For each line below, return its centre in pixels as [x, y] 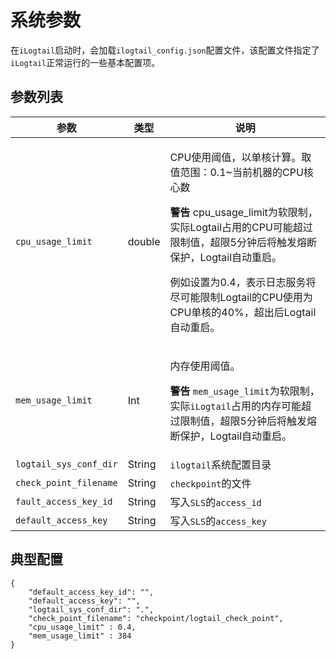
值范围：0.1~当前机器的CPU [236, 172]
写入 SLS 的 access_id [215, 502]
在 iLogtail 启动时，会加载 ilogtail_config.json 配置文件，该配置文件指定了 [165, 50]
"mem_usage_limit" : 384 [80, 636]
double [144, 241]
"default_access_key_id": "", [91, 592]
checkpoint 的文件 [210, 483]
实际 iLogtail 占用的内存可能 [235, 406]
